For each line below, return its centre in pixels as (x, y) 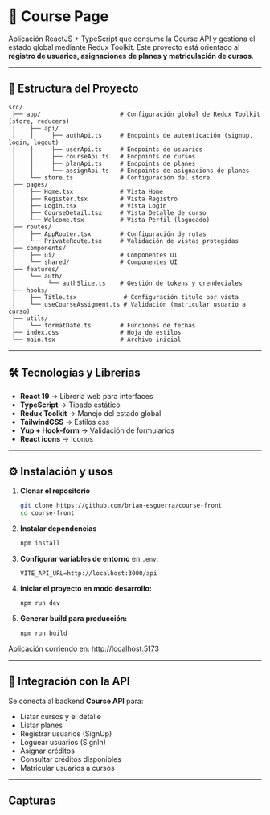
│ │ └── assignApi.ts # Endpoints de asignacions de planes (131, 171)
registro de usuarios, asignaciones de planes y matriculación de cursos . (131, 56)
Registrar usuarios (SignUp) (66, 733)
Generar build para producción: (74, 618)
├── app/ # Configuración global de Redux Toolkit (136, 114)
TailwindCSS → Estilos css (65, 422)
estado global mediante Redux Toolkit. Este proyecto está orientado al (124, 47)
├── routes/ (32, 227)
